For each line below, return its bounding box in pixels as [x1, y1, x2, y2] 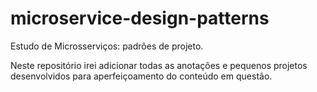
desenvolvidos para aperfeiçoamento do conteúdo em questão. [10, 70, 273, 82]
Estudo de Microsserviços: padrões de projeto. [10, 40, 204, 52]
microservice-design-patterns [10, 7, 270, 30]
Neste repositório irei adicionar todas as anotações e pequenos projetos [10, 59, 308, 71]
